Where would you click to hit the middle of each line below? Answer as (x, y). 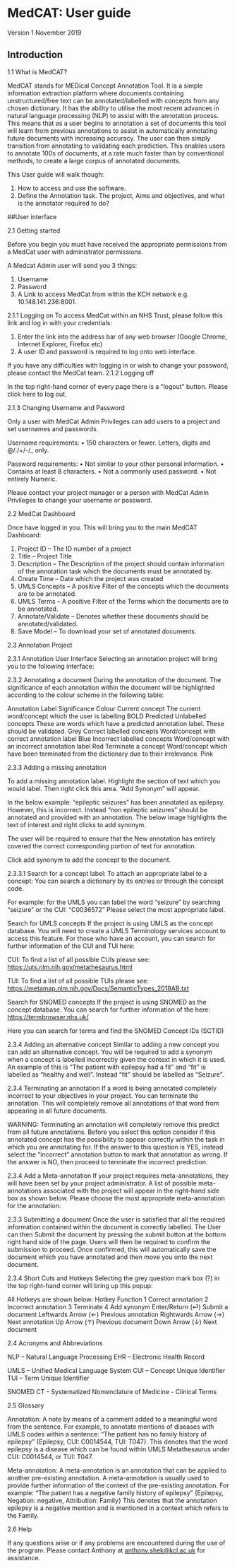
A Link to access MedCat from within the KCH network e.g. (103, 294)
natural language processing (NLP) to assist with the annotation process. (113, 115)
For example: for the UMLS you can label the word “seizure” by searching (114, 902)
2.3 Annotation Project (40, 645)
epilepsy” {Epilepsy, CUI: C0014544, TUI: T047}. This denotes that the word (117, 1441)
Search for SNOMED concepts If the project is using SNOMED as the (107, 1002)
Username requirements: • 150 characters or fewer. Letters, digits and (109, 443)
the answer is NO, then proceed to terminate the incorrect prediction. (108, 1162)
